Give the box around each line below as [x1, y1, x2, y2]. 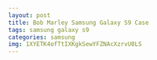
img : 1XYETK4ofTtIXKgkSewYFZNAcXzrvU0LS [8, 41, 143, 48]
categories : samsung [8, 33, 76, 41]
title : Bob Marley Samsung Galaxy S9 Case [8, 19, 149, 26]
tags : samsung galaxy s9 [8, 26, 89, 34]
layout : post [8, 11, 51, 19]
